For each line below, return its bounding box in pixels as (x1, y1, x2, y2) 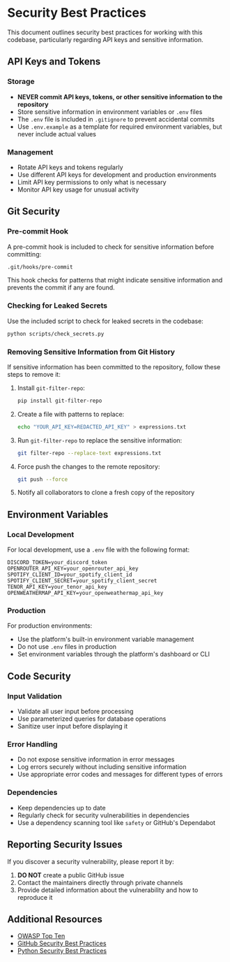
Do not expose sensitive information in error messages (17, 755, 175, 763)
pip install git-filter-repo (17, 397, 102, 404)
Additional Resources (7, 913, 102, 925)
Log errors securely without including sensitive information (17, 763, 187, 771)
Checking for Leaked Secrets (7, 301, 108, 310)
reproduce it (17, 893, 53, 901)
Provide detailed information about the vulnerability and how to (17, 886, 199, 894)
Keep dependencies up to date (17, 803, 106, 812)
